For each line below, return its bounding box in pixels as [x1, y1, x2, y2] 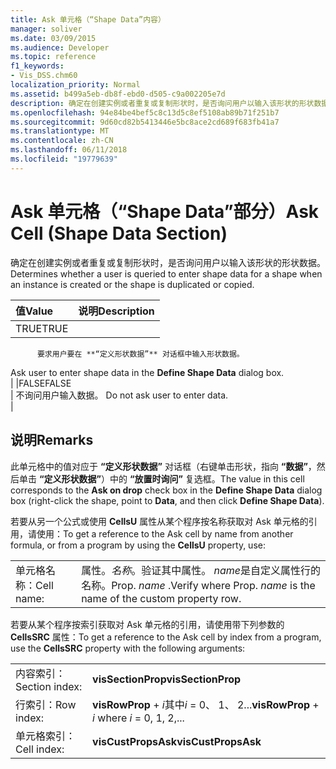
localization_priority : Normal [10, 80, 141, 90]
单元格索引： [15, 729, 77, 743]
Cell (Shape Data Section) [10, 222, 228, 245]
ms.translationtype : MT [10, 126, 110, 136]
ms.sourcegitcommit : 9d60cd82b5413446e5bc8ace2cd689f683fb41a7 [10, 117, 280, 127]
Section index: [15, 679, 83, 693]
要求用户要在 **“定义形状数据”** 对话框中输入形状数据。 [36, 349, 245, 359]
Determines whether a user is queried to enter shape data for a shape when [10, 267, 323, 280]
